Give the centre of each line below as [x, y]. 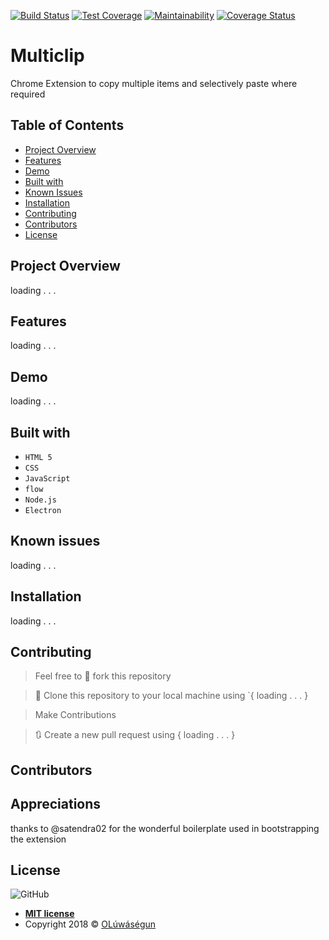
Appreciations [56, 804]
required [28, 94]
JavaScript [47, 479]
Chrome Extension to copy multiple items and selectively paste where [154, 83]
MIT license [49, 914]
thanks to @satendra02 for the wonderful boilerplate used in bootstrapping [165, 828]
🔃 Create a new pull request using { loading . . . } [135, 735]
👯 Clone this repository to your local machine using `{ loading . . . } [171, 696]
